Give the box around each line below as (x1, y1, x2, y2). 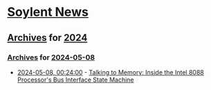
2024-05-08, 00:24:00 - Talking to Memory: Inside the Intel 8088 (17, 68, 204, 76)
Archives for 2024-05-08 (7, 53, 95, 62)
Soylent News (7, 4, 89, 20)
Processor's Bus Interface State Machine (17, 75, 134, 84)
